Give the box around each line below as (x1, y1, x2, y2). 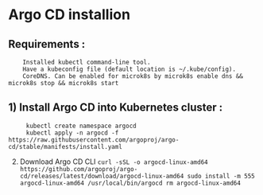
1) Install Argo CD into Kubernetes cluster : (8, 101, 223, 115)
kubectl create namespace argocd (25, 122, 137, 130)
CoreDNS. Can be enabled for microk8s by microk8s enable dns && (22, 72, 244, 80)
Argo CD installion (8, 6, 131, 24)
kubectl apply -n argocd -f (25, 129, 119, 137)
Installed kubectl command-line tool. (22, 58, 151, 66)
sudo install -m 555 (187, 172, 256, 180)
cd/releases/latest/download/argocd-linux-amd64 (19, 172, 184, 180)
